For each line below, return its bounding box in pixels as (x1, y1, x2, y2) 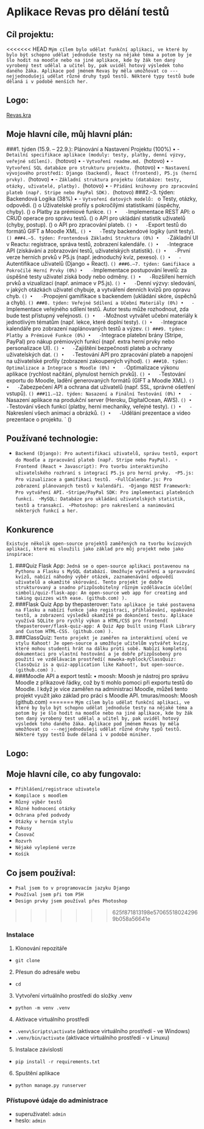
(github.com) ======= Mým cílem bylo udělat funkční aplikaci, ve (15, 698, 190, 706)
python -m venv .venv (15, 1004, 70, 1011)
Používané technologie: (6, 433, 99, 444)
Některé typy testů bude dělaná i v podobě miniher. (15, 732, 152, 738)
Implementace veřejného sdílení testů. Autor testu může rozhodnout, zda (6, 305, 189, 313)
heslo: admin (15, 1117, 46, 1124)
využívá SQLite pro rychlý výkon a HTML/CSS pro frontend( (15, 618, 169, 624)
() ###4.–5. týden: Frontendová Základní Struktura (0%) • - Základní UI (6, 234, 199, 241)
